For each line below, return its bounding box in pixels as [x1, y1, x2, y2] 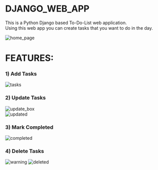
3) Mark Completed [5, 124, 54, 131]
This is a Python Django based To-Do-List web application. [5, 20, 127, 26]
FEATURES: [5, 52, 54, 64]
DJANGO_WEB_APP [5, 3, 90, 15]
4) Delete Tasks [5, 147, 44, 154]
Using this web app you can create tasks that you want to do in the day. [5, 25, 153, 31]
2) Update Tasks [5, 94, 46, 101]
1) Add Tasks [5, 70, 37, 77]
